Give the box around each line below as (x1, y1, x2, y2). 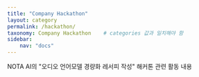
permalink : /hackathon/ (7, 23, 76, 30)
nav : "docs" (19, 42, 54, 49)
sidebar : (7, 36, 33, 43)
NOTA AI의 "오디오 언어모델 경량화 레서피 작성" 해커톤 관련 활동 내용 (7, 62, 193, 70)
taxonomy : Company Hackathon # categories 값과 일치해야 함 (7, 29, 184, 37)
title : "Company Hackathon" (7, 10, 89, 17)
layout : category (7, 17, 58, 24)
